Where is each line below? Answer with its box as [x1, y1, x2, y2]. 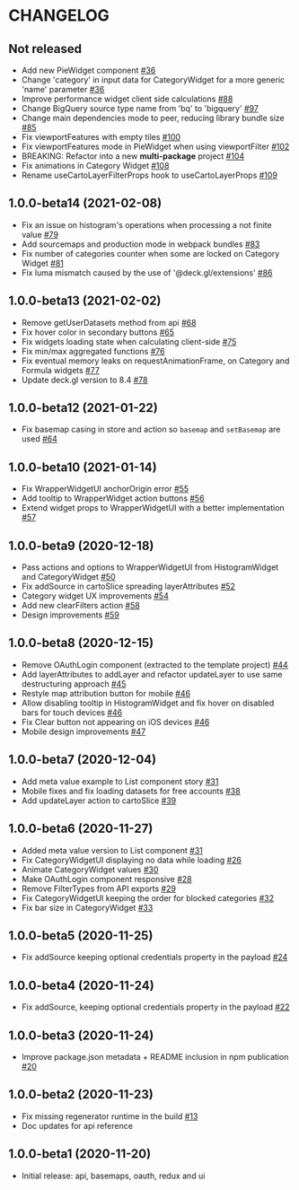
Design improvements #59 [21, 609, 120, 620]
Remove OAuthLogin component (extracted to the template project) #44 [21, 659, 288, 669]
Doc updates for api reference [21, 1120, 134, 1131]
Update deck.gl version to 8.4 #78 [21, 374, 148, 385]
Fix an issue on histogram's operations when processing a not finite [21, 219, 272, 230]
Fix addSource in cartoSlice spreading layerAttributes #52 [21, 581, 235, 592]
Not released [8, 41, 83, 57]
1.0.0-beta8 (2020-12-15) [8, 635, 154, 651]
